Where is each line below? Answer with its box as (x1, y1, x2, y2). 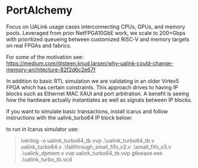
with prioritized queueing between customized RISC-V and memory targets (6, 35, 190, 43)
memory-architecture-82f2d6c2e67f (6, 66, 96, 73)
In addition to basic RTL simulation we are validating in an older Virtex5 (6, 77, 180, 85)
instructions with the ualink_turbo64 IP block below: (6, 114, 133, 121)
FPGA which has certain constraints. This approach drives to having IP (6, 83, 178, 91)
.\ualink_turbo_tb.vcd (20, 156, 72, 163)
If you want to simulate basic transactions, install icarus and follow (6, 108, 168, 115)
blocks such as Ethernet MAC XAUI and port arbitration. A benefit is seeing (6, 90, 190, 97)
